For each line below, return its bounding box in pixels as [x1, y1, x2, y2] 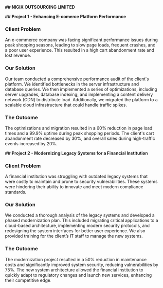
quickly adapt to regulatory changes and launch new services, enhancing [5, 272, 152, 278]
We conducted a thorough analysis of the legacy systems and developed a [5, 212, 155, 218]
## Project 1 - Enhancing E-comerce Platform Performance [5, 14, 127, 19]
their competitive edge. [5, 277, 52, 283]
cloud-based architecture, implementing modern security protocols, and [5, 222, 150, 229]
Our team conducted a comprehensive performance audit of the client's [5, 76, 149, 82]
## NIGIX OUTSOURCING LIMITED [5, 4, 75, 10]
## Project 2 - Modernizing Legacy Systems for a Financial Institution [5, 150, 148, 156]
